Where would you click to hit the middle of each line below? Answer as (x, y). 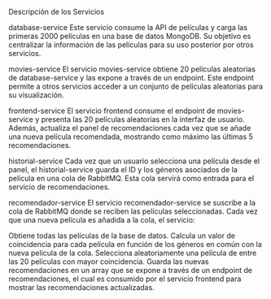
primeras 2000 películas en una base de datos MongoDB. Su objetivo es (130, 36)
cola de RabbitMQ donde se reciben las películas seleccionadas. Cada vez (133, 211)
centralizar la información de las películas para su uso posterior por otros (131, 45)
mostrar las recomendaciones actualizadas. (81, 287)
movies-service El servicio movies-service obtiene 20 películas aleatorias (132, 69)
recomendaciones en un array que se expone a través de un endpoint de (130, 270)
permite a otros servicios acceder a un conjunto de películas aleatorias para (135, 86)
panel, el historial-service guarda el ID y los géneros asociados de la (123, 169)
